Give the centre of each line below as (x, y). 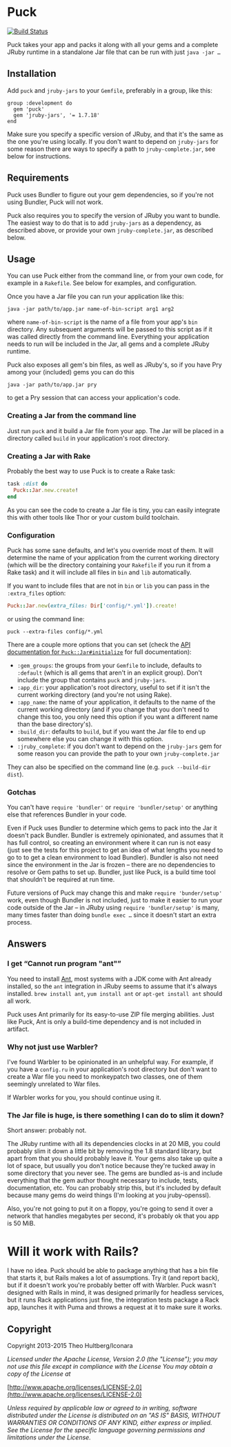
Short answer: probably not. (47, 1130)
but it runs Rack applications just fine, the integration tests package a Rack (113, 1300)
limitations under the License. (49, 1437)
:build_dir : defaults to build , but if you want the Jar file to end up (111, 731)
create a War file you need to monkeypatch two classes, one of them (105, 1077)
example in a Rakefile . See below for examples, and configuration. (102, 283)
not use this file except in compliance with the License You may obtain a (110, 1367)
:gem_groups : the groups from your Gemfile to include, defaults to (109, 665)
